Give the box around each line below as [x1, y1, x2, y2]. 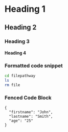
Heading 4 [4, 50, 26, 56]
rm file [4, 83, 21, 88]
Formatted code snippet [4, 63, 63, 69]
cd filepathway [4, 73, 36, 78]
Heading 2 [4, 23, 37, 32]
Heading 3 [4, 38, 30, 45]
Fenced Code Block [4, 94, 52, 101]
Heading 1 [4, 3, 46, 15]
